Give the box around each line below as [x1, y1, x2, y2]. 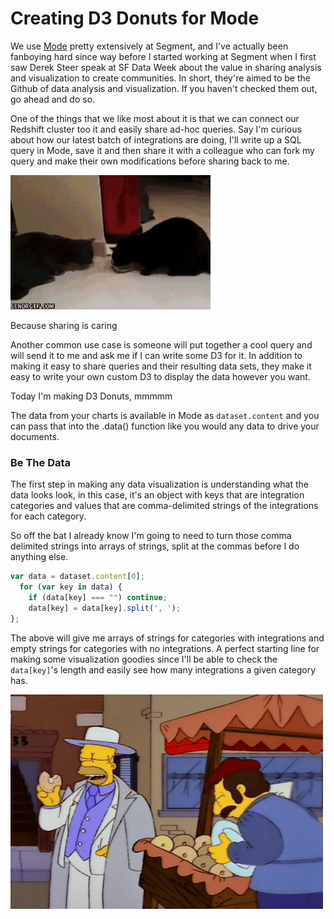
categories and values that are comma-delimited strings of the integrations [10, 500, 319, 512]
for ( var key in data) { [19, 582, 123, 592]
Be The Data [10, 455, 72, 469]
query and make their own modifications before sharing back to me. [10, 155, 290, 167]
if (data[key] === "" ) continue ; [28, 592, 168, 602]
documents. [10, 430, 60, 442]
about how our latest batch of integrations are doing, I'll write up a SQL [10, 133, 302, 146]
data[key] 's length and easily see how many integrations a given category [10, 663, 317, 676]
